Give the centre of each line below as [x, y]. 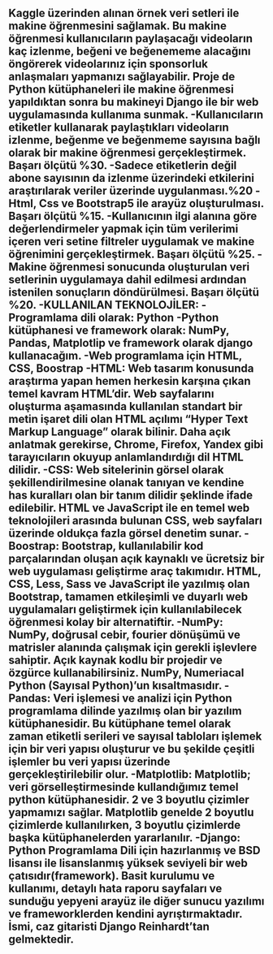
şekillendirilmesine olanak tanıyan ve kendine [126, 483]
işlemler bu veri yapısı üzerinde [89, 762]
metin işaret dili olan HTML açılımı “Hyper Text [128, 419]
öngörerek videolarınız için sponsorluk [108, 64]
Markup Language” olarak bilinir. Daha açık [120, 432]
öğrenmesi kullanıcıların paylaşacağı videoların [131, 39]
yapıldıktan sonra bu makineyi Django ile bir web [134, 102]
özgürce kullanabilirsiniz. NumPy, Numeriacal [126, 673]
